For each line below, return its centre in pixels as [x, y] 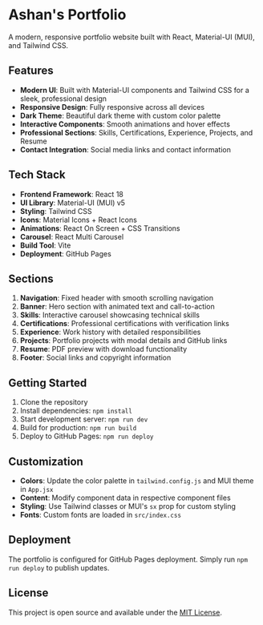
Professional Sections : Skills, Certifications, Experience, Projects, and [136, 132]
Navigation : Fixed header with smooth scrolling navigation [117, 298]
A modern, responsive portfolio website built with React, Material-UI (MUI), [131, 37]
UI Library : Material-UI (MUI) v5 [73, 203]
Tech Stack [37, 175]
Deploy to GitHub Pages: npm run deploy [87, 436]
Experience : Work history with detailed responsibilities [110, 332]
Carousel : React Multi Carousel [72, 236]
